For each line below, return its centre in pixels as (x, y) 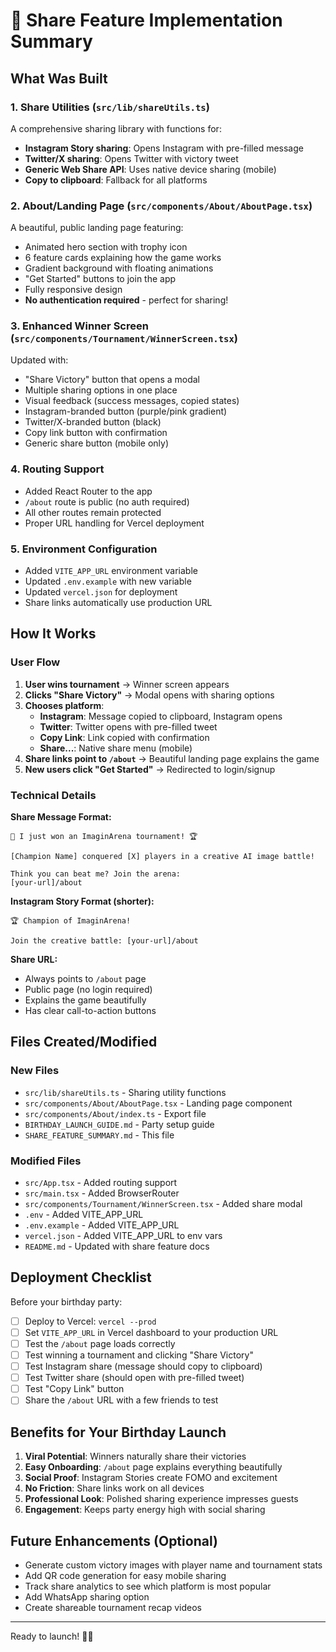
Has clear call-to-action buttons (90, 1011)
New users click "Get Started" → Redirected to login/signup (150, 769)
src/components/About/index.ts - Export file (115, 1113)
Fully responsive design (73, 290)
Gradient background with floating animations (119, 268)
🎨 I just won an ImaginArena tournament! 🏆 (104, 837)
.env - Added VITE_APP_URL (84, 1215)
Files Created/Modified (84, 1042)
